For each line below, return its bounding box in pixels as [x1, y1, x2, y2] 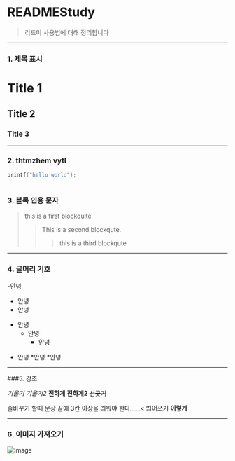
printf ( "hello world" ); [7, 172, 77, 179]
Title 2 [7, 108, 36, 120]
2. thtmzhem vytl [7, 156, 66, 165]
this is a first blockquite [24, 212, 92, 221]
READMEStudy [7, 4, 96, 20]
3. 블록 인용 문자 [7, 195, 59, 205]
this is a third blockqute [59, 239, 127, 247]
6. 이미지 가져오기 [7, 429, 64, 439]
